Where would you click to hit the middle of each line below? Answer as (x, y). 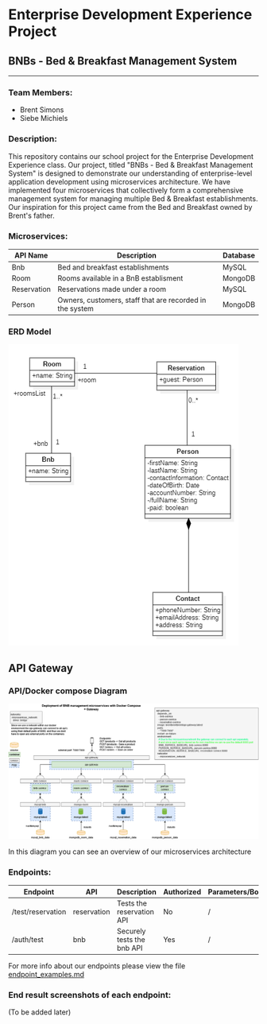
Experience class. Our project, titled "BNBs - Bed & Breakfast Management (131, 165)
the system (75, 308)
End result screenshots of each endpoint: (90, 995)
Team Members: (41, 92)
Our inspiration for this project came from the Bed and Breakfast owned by (130, 207)
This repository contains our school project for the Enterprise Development (131, 156)
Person (23, 304)
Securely (131, 931)
